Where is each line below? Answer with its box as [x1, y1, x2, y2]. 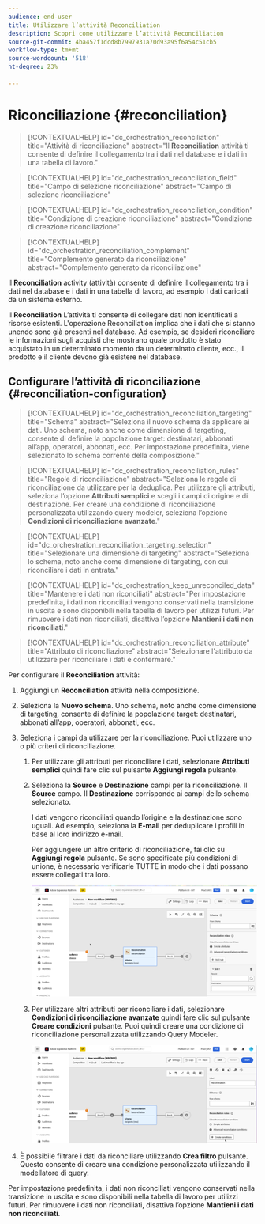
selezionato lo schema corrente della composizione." [27, 450, 200, 460]
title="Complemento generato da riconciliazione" [27, 254, 187, 263]
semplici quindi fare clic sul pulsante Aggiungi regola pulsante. [31, 764, 238, 775]
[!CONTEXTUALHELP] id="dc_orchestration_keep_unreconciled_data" [27, 580, 255, 589]
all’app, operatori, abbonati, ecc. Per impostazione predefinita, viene [27, 441, 250, 451]
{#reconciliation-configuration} [8, 388, 167, 401]
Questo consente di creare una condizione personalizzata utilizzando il [19, 1160, 251, 1169]
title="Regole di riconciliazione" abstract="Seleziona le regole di [27, 474, 237, 483]
